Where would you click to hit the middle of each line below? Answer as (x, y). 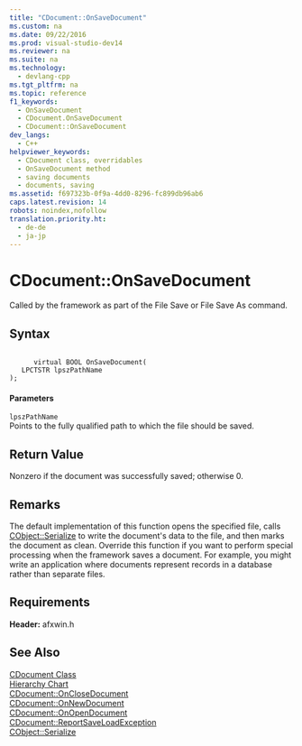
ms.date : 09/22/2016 (48, 34)
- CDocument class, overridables (80, 160)
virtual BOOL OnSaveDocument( (90, 363)
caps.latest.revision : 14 (58, 203)
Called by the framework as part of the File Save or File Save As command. (149, 305)
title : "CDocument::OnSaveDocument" (78, 18)
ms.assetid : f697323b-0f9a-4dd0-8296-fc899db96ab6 (106, 194)
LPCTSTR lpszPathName (62, 371)
